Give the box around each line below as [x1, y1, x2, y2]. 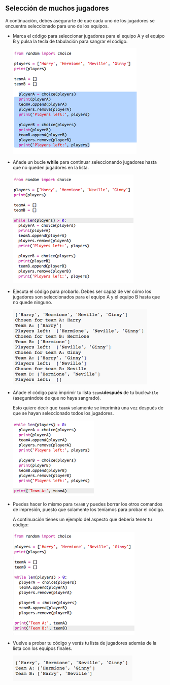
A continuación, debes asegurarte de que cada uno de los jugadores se [5, 17, 155, 23]
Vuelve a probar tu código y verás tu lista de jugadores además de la [12, 640, 157, 646]
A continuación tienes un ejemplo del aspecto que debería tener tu [12, 516, 152, 522]
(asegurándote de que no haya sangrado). [12, 395, 101, 401]
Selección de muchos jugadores [5, 4, 109, 13]
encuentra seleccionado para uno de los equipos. [5, 23, 109, 29]
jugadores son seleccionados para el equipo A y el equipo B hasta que [12, 293, 160, 300]
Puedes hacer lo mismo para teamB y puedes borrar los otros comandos [12, 501, 163, 507]
